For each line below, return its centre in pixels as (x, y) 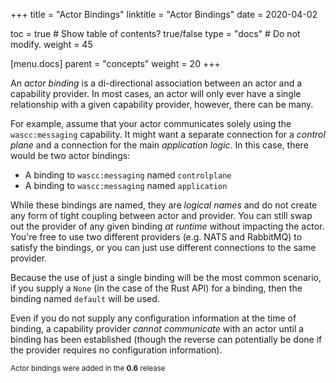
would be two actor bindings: (70, 155)
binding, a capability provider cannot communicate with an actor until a (157, 328)
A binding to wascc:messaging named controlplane (128, 175)
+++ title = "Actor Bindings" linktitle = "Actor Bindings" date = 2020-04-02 (164, 14)
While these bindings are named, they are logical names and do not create (164, 205)
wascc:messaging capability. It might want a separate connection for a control (168, 134)
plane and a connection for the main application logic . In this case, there (159, 145)
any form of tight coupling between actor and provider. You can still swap (161, 215)
